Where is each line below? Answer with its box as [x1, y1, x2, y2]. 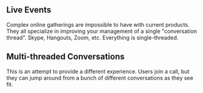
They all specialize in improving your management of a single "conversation [6, 27, 197, 35]
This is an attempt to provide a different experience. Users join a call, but [6, 67, 190, 75]
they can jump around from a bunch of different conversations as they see [6, 74, 194, 81]
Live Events [6, 5, 52, 15]
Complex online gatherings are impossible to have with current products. [6, 21, 190, 28]
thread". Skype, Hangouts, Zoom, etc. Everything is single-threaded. [6, 33, 179, 41]
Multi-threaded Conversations [6, 52, 125, 62]
